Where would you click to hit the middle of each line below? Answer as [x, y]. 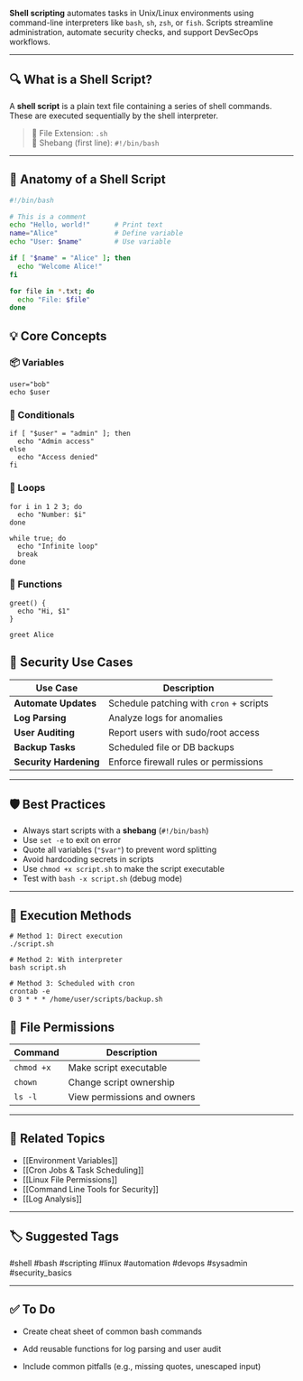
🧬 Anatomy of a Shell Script [87, 180]
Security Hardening [57, 762]
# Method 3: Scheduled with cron [72, 984]
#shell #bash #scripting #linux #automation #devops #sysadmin [129, 1263]
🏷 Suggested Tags [64, 1237]
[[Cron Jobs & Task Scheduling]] [83, 1170]
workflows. [30, 42]
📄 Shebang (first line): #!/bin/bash [95, 143]
